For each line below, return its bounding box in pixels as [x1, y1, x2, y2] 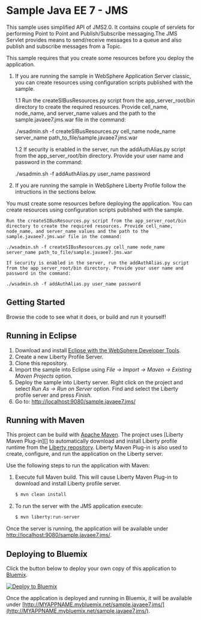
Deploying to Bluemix [6, 548, 88, 559]
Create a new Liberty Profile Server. [14, 353, 104, 360]
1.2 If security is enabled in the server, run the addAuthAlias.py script [14, 146, 186, 153]
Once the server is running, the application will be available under [6, 525, 169, 532]
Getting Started [6, 297, 65, 307]
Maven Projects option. [14, 372, 73, 379]
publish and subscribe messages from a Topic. [6, 43, 122, 50]
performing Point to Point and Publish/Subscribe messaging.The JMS [6, 29, 178, 37]
